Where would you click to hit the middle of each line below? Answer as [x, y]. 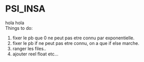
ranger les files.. [29, 48]
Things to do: [19, 28]
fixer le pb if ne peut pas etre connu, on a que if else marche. [76, 43]
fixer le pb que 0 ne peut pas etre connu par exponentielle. [74, 38]
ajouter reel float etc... [35, 54]
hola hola [15, 23]
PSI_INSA [25, 9]
